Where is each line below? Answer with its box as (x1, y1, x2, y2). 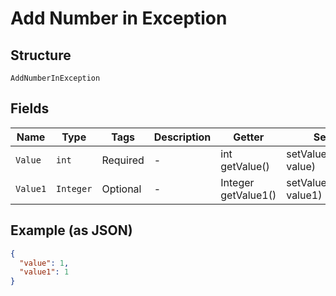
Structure (10, 47, 72, 64)
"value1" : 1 (19, 267, 70, 277)
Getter (233, 130, 265, 144)
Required (101, 153, 145, 167)
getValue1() (220, 188, 277, 202)
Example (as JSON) (10, 222, 133, 239)
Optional (101, 182, 142, 196)
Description (153, 130, 212, 144)
